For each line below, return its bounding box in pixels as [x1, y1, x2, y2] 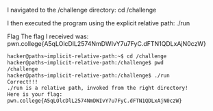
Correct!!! [7, 78, 38, 85]
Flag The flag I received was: [7, 32, 89, 40]
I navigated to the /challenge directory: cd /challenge [7, 6, 157, 14]
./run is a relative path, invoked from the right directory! [7, 85, 188, 92]
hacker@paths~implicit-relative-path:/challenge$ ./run [7, 72, 170, 79]
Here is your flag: [7, 91, 63, 98]
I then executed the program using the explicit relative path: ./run [7, 19, 190, 27]
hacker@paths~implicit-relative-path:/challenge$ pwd [7, 59, 164, 66]
